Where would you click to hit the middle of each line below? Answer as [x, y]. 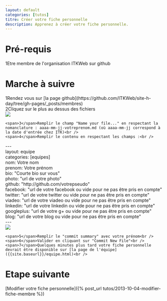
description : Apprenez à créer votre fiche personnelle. [67, 24]
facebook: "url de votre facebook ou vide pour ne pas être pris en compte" [84, 189]
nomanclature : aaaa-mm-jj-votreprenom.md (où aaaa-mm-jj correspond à [83, 128]
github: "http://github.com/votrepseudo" [48, 184]
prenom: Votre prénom [29, 168]
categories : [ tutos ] [27, 15]
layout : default [22, 10]
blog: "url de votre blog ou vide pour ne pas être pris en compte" [73, 216]
